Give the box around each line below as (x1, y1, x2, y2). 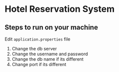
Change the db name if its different (11, 56, 84, 62)
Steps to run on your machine (4, 23, 98, 32)
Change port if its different (11, 62, 67, 67)
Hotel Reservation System (4, 3, 115, 15)
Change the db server (11, 46, 57, 51)
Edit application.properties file (4, 36, 71, 42)
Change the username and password (11, 51, 88, 57)
